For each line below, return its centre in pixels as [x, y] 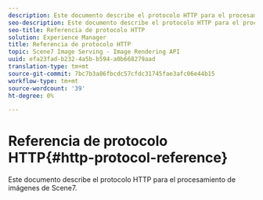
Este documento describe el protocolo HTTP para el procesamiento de [122, 180]
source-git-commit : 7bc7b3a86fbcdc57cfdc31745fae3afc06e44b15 [112, 74]
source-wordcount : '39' [47, 88]
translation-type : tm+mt [49, 67]
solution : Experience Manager [58, 37]
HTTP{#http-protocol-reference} [118, 158]
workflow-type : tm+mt [43, 81]
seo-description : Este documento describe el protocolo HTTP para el [124, 23]
